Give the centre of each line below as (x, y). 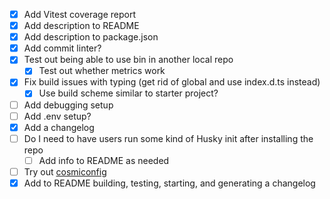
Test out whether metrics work (102, 71)
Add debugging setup (68, 105)
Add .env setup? (57, 116)
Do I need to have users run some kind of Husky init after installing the (168, 138)
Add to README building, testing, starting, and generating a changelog (169, 183)
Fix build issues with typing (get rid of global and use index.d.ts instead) (172, 82)
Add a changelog (59, 127)
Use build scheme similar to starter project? (128, 93)
